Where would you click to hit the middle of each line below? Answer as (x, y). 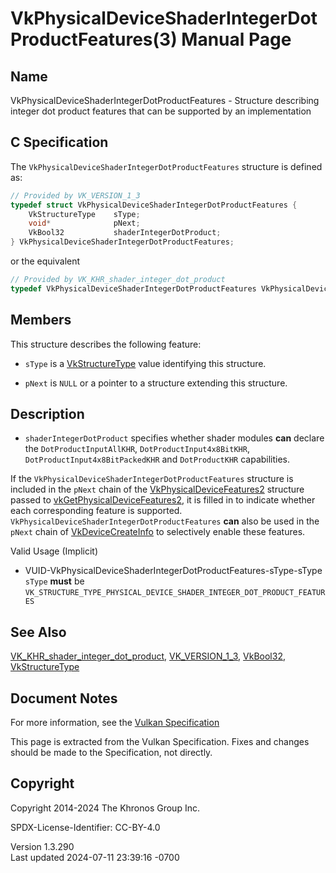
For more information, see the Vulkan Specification (115, 723)
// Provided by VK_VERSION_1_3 (75, 195)
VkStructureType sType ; (84, 214)
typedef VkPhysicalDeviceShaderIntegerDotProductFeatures (133, 288)
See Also (38, 632)
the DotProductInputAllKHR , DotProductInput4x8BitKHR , (137, 449)
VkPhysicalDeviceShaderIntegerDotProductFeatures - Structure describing (165, 100)
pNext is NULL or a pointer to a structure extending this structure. (156, 383)
